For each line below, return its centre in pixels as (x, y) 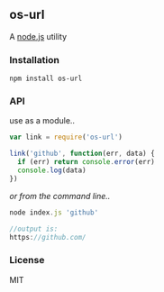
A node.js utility (38, 36)
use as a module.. (42, 121)
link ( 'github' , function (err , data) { (82, 154)
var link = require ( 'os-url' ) (66, 137)
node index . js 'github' (54, 212)
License (27, 260)
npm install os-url (46, 79)
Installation (35, 59)
